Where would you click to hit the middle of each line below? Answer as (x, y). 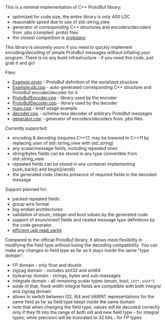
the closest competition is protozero (49, 37)
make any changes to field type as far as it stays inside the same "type (77, 250)
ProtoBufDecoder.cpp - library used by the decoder (65, 103)
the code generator (32, 225)
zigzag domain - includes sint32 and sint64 (56, 270)
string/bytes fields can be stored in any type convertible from (75, 153)
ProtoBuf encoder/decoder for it (45, 92)
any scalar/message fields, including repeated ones (65, 148)
